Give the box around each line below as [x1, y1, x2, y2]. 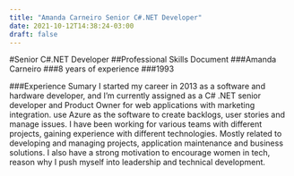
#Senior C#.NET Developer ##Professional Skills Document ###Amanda [9, 54, 277, 65]
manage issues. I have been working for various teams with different [9, 119, 263, 130]
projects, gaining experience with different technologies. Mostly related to [9, 129, 282, 139]
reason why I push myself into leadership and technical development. [9, 157, 266, 168]
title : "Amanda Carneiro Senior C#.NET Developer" [9, 13, 203, 22]
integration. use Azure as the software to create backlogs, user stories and [9, 109, 285, 121]
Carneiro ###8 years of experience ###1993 [9, 63, 175, 74]
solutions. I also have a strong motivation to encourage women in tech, [9, 147, 271, 158]
